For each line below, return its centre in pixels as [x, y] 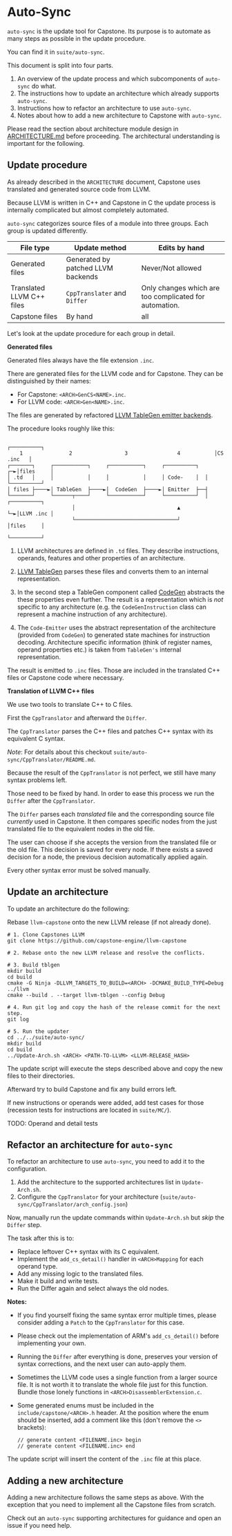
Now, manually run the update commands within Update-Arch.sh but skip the [116, 1217]
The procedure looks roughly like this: [61, 428]
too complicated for [173, 296]
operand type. [37, 1267]
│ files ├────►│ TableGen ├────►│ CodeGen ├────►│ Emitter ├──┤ [108, 489]
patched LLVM [90, 268]
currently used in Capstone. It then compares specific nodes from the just [112, 821]
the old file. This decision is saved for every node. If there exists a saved [110, 849]
